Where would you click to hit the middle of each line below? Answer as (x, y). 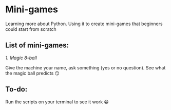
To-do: (16, 89)
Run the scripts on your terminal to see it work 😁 (57, 102)
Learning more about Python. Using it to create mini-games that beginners (84, 24)
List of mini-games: (37, 45)
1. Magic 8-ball (21, 58)
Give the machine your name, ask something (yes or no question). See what (85, 67)
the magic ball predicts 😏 (33, 73)
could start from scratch (31, 29)
